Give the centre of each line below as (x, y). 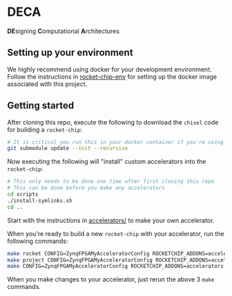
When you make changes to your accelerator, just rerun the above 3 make (111, 279)
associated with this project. (47, 84)
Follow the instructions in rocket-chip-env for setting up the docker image (112, 76)
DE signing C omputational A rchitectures (63, 31)
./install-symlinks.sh (40, 200)
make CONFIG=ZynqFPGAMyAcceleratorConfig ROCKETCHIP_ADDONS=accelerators (116, 266)
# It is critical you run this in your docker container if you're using (116, 142)
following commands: (38, 241)
